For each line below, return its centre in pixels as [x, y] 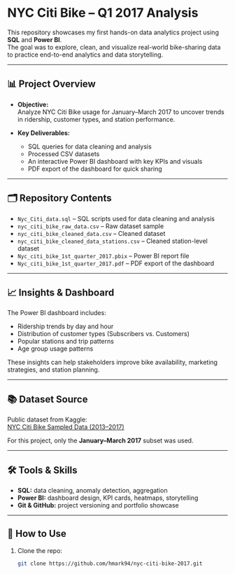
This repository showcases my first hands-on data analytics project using [113, 32]
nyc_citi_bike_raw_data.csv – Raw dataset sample [91, 226]
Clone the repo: [40, 550]
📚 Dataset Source [48, 399]
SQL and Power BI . [35, 39]
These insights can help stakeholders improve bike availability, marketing [113, 363]
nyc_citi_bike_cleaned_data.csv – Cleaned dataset [91, 233]
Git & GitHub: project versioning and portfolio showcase [98, 505]
